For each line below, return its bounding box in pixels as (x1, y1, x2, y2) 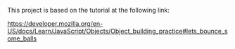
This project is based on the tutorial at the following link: (7, 6, 170, 14)
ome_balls (7, 34, 37, 43)
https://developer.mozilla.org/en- (7, 20, 103, 27)
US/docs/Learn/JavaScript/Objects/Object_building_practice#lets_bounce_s (7, 27, 228, 35)
